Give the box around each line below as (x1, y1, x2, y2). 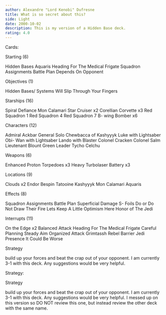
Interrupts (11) (5, 215, 33, 221)
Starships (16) (5, 98, 34, 104)
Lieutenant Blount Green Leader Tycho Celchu (5, 143, 101, 149)
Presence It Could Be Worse (5, 236, 63, 242)
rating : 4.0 (5, 30, 30, 35)
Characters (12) (5, 123, 37, 128)
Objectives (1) (5, 78, 33, 84)
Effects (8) (5, 191, 27, 197)
